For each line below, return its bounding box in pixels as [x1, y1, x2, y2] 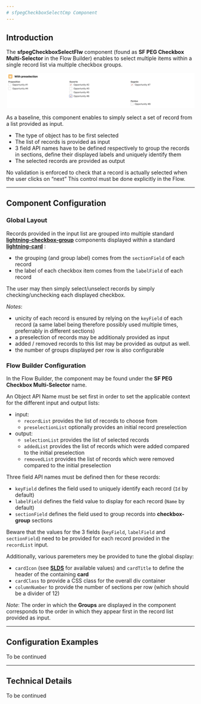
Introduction [6, 33, 54, 43]
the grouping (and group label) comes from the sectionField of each [14, 254, 185, 261]
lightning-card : [6, 243, 46, 250]
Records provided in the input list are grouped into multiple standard [6, 229, 175, 237]
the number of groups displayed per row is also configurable [14, 346, 165, 353]
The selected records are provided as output [14, 157, 126, 164]
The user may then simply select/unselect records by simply [6, 285, 155, 292]
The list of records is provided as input [14, 138, 111, 145]
